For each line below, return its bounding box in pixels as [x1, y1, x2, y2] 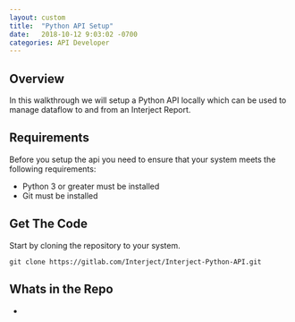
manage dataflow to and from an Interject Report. [9, 105, 191, 115]
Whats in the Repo [9, 282, 114, 297]
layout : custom [9, 13, 66, 22]
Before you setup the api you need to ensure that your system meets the [9, 154, 276, 165]
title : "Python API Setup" [9, 21, 114, 30]
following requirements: [9, 163, 97, 174]
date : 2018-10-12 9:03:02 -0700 [9, 30, 139, 38]
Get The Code [9, 216, 88, 232]
